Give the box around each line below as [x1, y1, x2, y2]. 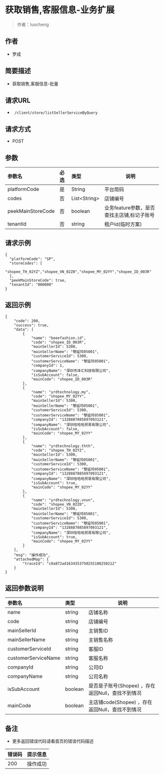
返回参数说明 [5, 584, 44, 592]
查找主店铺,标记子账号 [104, 212, 155, 218]
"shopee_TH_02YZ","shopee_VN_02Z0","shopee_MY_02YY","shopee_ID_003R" [5, 269, 152, 274]
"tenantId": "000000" [9, 282, 54, 287]
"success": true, [14, 323, 49, 328]
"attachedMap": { [14, 557, 49, 562]
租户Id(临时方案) [104, 221, 142, 228]
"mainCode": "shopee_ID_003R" [31, 377, 93, 381]
